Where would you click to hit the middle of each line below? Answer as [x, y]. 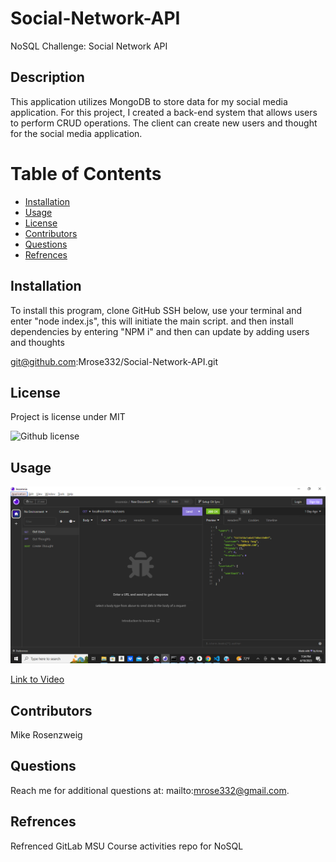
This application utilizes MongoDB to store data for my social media [149, 101]
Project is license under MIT [68, 417]
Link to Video [37, 679]
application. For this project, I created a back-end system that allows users [164, 112]
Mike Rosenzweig [46, 734]
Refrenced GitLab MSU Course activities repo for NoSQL [127, 846]
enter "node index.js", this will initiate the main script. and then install [152, 321]
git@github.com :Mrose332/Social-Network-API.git [114, 361]
